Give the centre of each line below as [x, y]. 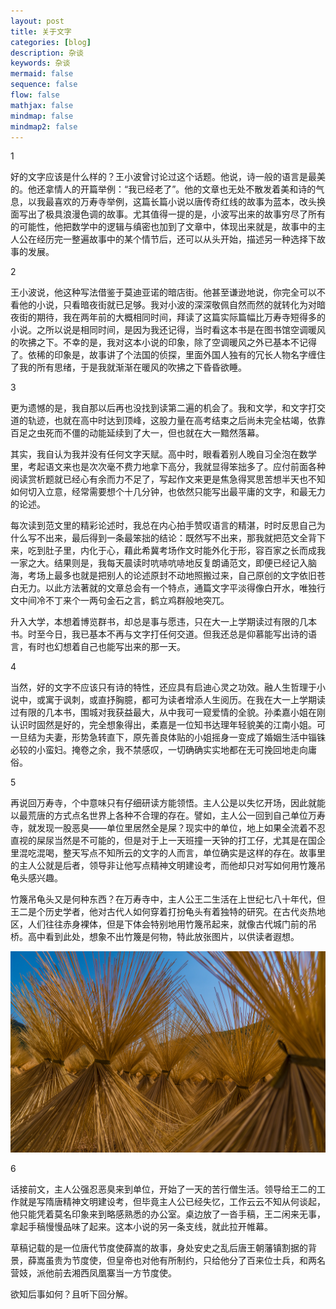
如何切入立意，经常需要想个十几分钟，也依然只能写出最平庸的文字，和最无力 [168, 492]
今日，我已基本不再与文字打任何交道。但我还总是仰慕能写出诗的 [176, 634]
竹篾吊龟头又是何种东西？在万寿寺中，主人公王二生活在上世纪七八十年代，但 [168, 899]
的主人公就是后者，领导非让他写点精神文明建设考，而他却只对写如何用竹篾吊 [168, 866]
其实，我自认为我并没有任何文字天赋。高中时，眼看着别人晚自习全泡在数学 [163, 454]
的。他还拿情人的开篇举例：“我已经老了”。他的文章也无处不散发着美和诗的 [163, 189]
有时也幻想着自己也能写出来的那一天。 [106, 647]
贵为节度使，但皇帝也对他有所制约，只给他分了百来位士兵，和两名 [189, 1261]
